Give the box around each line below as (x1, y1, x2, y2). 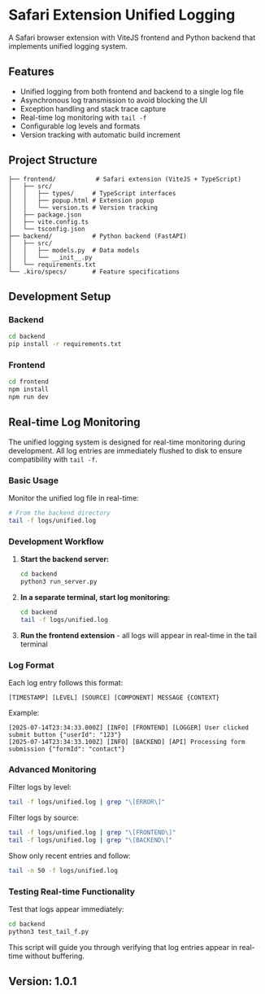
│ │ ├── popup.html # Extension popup (8, 196, 154, 204)
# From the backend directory (8, 509, 111, 518)
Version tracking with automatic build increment (20, 129, 181, 139)
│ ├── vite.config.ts (8, 217, 89, 226)
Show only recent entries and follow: (8, 851, 132, 860)
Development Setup (8, 289, 111, 303)
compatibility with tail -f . (8, 454, 98, 464)
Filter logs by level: (8, 782, 72, 792)
